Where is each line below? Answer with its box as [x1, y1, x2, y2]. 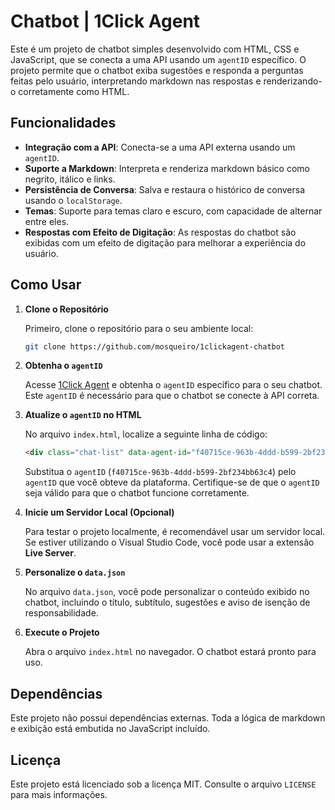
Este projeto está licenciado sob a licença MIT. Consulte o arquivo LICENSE [10, 778, 317, 790]
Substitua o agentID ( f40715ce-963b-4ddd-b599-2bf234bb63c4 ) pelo [24, 466, 297, 478]
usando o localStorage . [24, 194, 123, 206]
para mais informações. [10, 788, 108, 800]
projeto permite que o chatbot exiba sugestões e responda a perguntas [10, 64, 304, 76]
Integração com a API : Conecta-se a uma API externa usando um [24, 141, 296, 153]
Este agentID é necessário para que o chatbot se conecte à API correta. [24, 390, 320, 402]
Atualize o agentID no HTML [24, 409, 142, 421]
